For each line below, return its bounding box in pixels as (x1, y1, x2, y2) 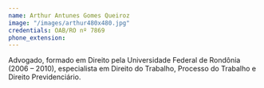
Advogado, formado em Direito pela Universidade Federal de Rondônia (8, 55, 241, 65)
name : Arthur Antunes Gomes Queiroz (8, 11, 130, 20)
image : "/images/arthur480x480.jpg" (8, 19, 130, 27)
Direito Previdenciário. (8, 72, 81, 82)
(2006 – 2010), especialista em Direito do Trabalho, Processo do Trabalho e (8, 64, 257, 74)
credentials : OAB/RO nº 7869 (8, 26, 105, 34)
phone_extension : (8, 33, 66, 42)
